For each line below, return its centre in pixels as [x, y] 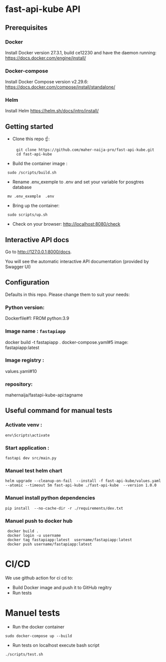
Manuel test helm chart [34, 471]
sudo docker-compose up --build [39, 636]
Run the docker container [38, 627]
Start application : [27, 448]
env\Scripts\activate [28, 435]
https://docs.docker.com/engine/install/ [45, 58]
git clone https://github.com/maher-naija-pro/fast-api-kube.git [85, 150]
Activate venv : [24, 425]
